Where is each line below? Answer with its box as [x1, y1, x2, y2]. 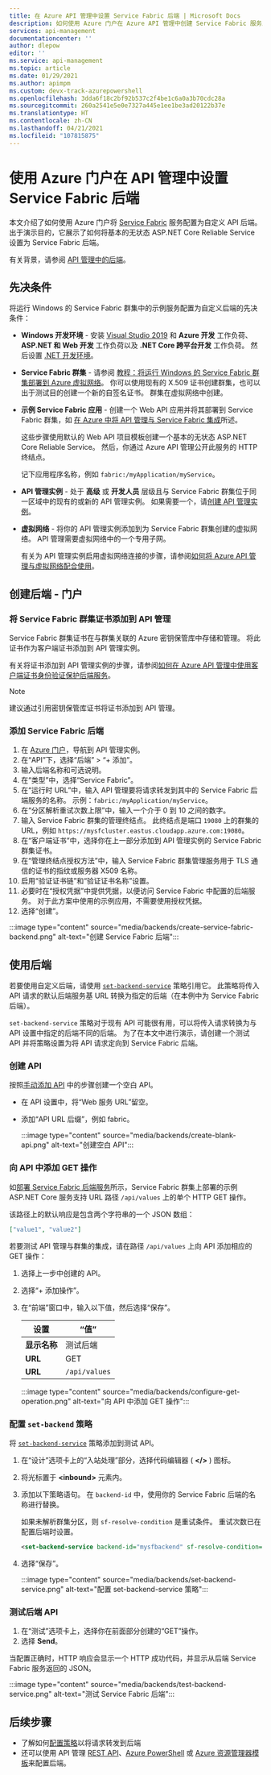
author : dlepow [9, 42, 60, 50]
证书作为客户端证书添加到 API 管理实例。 [9, 643, 145, 653]
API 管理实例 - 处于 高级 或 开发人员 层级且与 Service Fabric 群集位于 [20, 487, 250, 497]
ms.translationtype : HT [9, 110, 89, 118]
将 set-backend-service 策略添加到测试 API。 [9, 1438, 159, 1448]
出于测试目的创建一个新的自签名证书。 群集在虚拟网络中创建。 [20, 388, 228, 397]
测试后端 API [9, 1606, 59, 1617]
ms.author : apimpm [9, 79, 71, 87]
